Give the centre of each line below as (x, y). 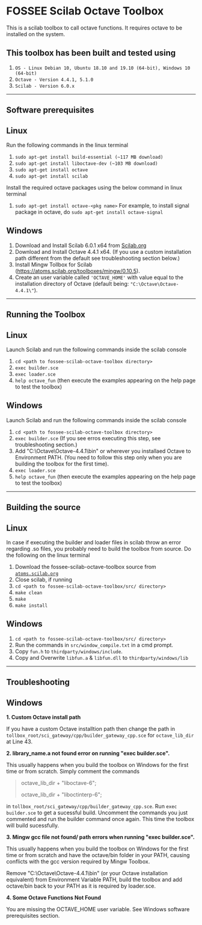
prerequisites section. (33, 916)
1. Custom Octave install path (44, 717)
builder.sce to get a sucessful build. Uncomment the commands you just (97, 813)
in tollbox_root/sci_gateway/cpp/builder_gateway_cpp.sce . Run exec (92, 806)
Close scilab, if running (43, 579)
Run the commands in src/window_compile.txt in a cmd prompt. (94, 645)
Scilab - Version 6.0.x (45, 86)
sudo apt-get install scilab (51, 176)
